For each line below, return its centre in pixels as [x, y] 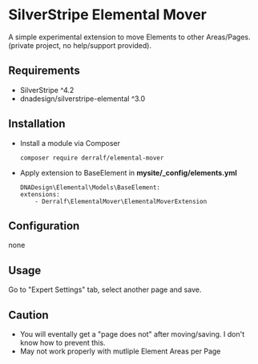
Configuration [44, 226]
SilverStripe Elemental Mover [107, 15]
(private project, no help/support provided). [80, 45]
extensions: [40, 194]
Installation [37, 124]
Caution [29, 315]
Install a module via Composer [70, 143]
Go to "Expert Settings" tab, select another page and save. [105, 289]
